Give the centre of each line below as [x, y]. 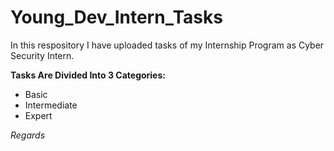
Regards [28, 135]
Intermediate [51, 105]
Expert [38, 115]
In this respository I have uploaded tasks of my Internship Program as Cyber [167, 45]
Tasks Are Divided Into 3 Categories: [88, 75]
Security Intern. [42, 55]
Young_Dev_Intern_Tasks [116, 17]
